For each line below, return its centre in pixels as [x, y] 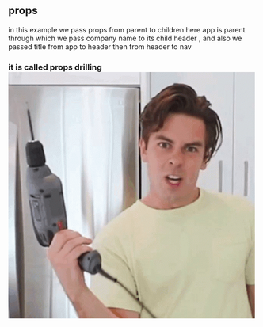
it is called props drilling [55, 67]
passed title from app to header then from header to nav [100, 46]
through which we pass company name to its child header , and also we [125, 38]
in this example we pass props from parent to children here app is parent [127, 29]
